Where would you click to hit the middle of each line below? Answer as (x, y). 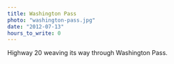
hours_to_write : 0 (34, 33)
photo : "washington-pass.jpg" (52, 20)
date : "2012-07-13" (36, 26)
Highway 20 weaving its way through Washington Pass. (88, 53)
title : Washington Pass (42, 14)
